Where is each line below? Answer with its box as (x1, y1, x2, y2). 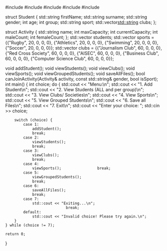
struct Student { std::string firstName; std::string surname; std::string (5, 14, 147, 20)
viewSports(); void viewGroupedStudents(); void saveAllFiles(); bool (5, 71, 145, 77)
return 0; (5, 231, 26, 236)
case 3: (23, 148, 39, 153)
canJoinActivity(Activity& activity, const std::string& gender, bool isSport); (5, 76, 158, 82)
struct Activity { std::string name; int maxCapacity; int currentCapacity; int (5, 29, 158, 35)
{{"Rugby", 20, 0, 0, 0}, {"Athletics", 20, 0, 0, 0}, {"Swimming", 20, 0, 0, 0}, (5, 40, 159, 46)
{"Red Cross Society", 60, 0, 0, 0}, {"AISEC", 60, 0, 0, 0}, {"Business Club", (5, 50, 159, 56)
